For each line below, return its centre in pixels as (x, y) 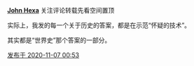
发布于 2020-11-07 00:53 (43, 55)
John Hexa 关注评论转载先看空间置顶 (61, 10)
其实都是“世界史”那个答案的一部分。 (59, 40)
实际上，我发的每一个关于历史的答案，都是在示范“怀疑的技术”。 (99, 25)
